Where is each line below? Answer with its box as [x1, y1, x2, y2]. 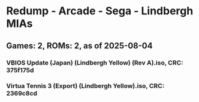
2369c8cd [6, 89, 38, 98]
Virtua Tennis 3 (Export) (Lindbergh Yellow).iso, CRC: [6, 82, 165, 90]
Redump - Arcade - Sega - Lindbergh [6, 4, 194, 18]
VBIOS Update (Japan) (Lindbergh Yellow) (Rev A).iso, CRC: [6, 58, 183, 67]
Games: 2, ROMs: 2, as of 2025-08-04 [6, 41, 153, 51]
